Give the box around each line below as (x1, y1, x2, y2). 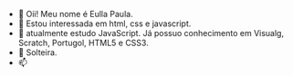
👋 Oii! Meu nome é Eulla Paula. (17, 9, 134, 19)
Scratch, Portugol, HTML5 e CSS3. (17, 37, 149, 48)
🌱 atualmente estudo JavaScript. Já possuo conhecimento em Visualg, (17, 28, 285, 38)
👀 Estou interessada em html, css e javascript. (17, 18, 192, 29)
